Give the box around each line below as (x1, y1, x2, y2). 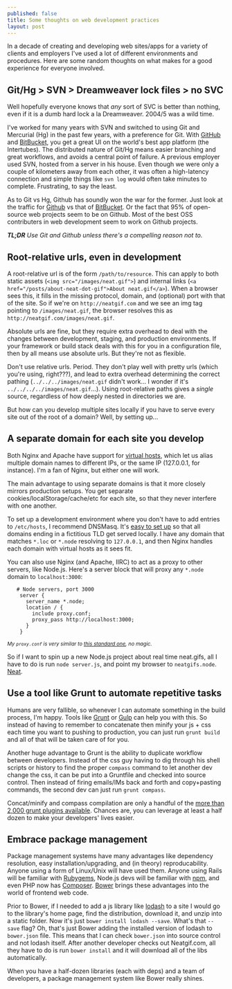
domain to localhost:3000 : (7, 572, 83, 580)
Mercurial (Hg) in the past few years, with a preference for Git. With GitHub (7, 131, 221, 139)
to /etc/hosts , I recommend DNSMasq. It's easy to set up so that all (7, 522, 201, 531)
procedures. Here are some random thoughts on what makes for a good (7, 57, 213, 65)
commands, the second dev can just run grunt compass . (7, 785, 166, 794)
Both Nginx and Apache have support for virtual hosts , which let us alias (7, 451, 213, 459)
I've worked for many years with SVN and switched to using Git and (7, 123, 200, 132)
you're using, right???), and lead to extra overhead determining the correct (7, 370, 220, 378)
